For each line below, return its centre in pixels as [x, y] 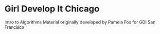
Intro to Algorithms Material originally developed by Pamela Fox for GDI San [80, 22]
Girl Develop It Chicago [52, 9]
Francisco [15, 27]
